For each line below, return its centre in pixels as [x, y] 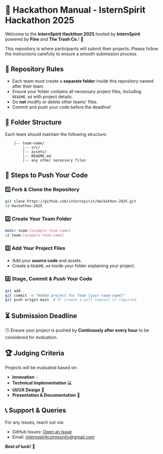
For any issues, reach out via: [35, 422]
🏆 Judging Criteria [35, 353]
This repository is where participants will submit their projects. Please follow [82, 48]
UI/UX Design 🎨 [28, 390]
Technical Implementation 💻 [42, 383]
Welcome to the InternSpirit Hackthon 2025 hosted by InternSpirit [73, 34]
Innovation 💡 [25, 377]
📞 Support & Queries [36, 410]
